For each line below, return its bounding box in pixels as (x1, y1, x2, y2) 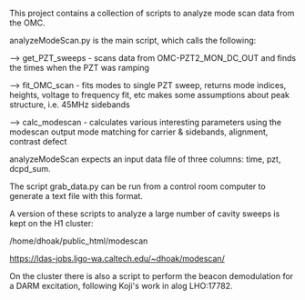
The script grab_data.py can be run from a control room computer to (9, 181, 266, 192)
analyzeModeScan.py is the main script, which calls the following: (9, 35, 257, 45)
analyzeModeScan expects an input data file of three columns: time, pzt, (9, 154, 281, 165)
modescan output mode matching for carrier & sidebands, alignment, (9, 126, 269, 137)
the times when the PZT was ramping (9, 63, 150, 73)
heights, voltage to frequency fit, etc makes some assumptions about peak (9, 90, 290, 100)
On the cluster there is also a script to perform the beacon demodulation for (9, 271, 294, 281)
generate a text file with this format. (9, 191, 144, 201)
